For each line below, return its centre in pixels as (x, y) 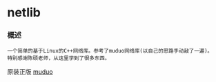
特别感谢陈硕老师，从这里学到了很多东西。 (59, 58)
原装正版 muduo (30, 72)
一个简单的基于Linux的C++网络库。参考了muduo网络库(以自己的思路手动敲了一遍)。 (110, 51)
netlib (24, 13)
